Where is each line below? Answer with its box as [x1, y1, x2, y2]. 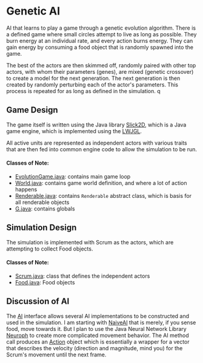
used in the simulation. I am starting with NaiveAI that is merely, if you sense [6, 319, 196, 326]
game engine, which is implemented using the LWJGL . [6, 127, 142, 134]
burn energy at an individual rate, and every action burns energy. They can [6, 37, 193, 44]
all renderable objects [15, 198, 70, 206]
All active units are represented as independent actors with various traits [6, 139, 187, 146]
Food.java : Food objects [15, 278, 75, 286]
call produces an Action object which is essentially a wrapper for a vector [6, 338, 190, 345]
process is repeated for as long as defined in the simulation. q [6, 87, 161, 94]
